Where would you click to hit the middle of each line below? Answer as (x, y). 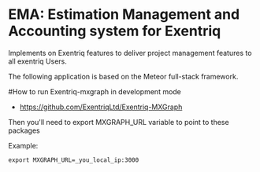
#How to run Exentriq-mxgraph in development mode (95, 91)
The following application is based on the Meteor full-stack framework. (123, 76)
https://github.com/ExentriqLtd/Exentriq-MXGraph (101, 107)
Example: (23, 145)
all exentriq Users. (37, 61)
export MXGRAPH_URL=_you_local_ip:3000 (74, 160)
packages (24, 130)
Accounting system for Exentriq (115, 31)
